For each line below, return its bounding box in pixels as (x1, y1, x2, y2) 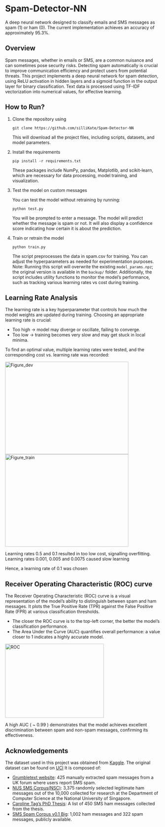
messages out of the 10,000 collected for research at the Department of (12, 790, 159, 796)
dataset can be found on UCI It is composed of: (5, 765, 101, 771)
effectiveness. (5, 732, 34, 738)
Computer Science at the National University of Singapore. (12, 795, 132, 801)
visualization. (12, 178, 39, 183)
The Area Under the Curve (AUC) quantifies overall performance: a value (12, 629, 160, 635)
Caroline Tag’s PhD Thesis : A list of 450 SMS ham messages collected (12, 801, 155, 806)
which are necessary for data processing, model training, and (12, 172, 137, 178)
